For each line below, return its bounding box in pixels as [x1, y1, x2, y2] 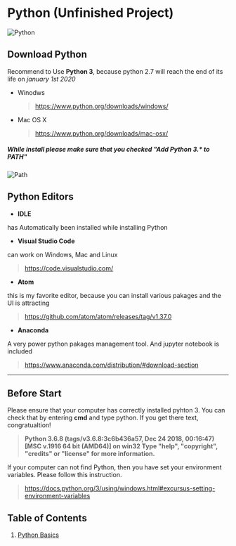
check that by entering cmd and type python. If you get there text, [7, 413, 199, 422]
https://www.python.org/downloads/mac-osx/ [34, 129, 169, 138]
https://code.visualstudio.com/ [24, 264, 114, 272]
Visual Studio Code [17, 237, 75, 245]
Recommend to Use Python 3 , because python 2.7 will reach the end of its [7, 67, 223, 75]
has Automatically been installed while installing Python [7, 223, 168, 231]
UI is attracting [7, 299, 50, 307]
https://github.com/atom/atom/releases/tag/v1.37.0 [24, 312, 172, 320]
